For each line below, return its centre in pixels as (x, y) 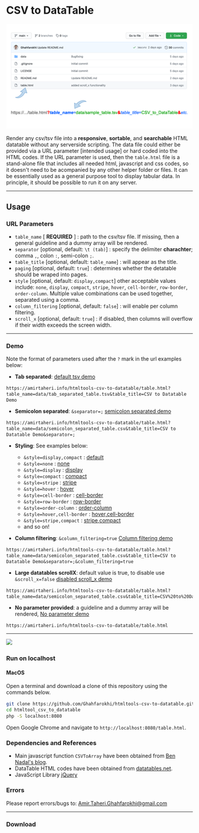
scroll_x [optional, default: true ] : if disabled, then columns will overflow (104, 319)
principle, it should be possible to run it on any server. (72, 182)
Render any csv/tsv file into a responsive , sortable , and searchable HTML (97, 138)
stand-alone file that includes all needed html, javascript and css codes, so (97, 163)
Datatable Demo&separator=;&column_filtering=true (70, 562)
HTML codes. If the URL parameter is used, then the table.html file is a (93, 157)
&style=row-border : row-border (62, 501)
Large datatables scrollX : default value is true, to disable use (89, 573)
